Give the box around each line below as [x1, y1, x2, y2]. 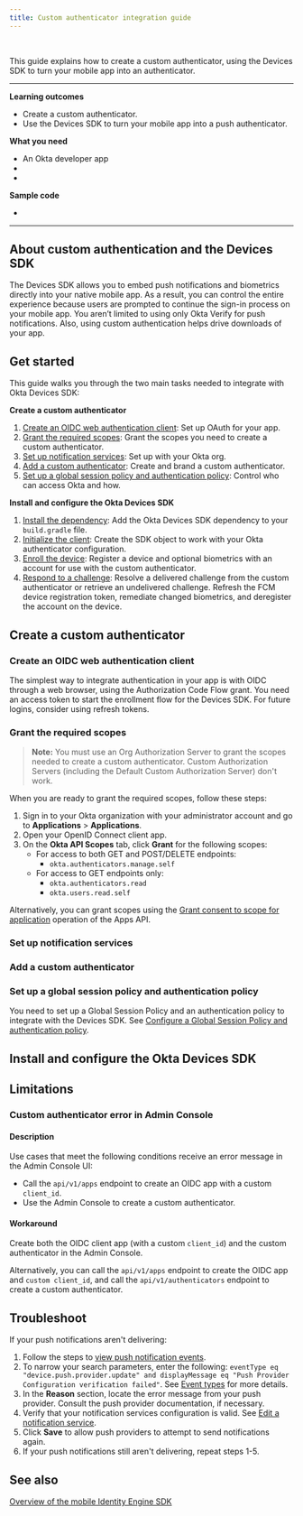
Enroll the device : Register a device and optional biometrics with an [22, 553, 272, 564]
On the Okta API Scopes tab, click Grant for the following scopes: [22, 839, 268, 850]
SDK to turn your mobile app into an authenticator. [9, 65, 196, 76]
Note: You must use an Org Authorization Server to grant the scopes [31, 746, 287, 758]
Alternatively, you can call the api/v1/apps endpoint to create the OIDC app [9, 1265, 289, 1276]
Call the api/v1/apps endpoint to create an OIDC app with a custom [22, 1179, 272, 1189]
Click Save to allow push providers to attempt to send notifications [22, 1427, 271, 1437]
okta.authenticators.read [49, 879, 147, 889]
